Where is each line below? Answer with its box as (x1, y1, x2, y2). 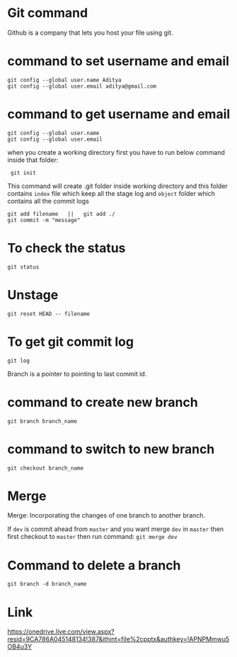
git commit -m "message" (7, 216, 81, 223)
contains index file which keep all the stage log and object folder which (7, 189, 216, 197)
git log (7, 357, 30, 364)
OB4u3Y (7, 642, 33, 651)
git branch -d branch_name (7, 581, 87, 588)
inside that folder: (7, 156, 59, 164)
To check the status (7, 240, 126, 256)
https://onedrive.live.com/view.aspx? (7, 627, 115, 636)
